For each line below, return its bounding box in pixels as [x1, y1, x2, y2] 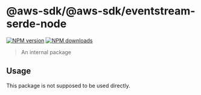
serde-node [6, 17, 67, 31]
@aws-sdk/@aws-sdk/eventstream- [6, 4, 196, 18]
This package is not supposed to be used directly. [6, 82, 131, 89]
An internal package [21, 48, 71, 55]
